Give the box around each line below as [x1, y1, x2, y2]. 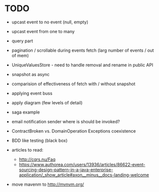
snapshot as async [11, 71, 50, 77]
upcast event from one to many [11, 28, 75, 34]
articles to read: [11, 147, 43, 153]
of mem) [11, 52, 29, 58]
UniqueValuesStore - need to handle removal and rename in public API [11, 62, 153, 68]
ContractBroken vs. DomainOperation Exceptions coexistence [11, 128, 136, 134]
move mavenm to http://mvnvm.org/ [11, 181, 84, 187]
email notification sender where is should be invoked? [11, 118, 120, 124]
